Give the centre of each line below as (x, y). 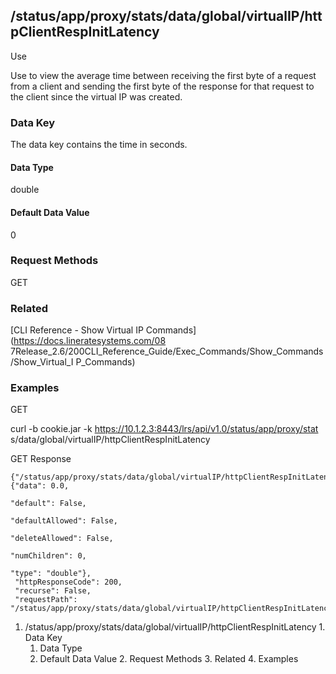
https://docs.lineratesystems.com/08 (90, 341)
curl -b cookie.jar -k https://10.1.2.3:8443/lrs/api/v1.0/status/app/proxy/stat (164, 429)
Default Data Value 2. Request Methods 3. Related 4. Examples (169, 659)
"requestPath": (46, 600)
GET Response (41, 459)
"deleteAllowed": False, (62, 539)
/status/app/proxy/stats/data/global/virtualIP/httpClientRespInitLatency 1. (175, 627)
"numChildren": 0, (48, 556)
